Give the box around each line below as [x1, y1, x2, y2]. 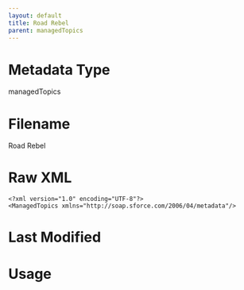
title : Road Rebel [8, 19, 69, 27]
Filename [8, 114, 71, 133]
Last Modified [8, 228, 102, 246]
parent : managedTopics [8, 26, 83, 34]
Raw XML [8, 168, 72, 187]
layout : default [8, 11, 62, 20]
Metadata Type [8, 60, 110, 79]
